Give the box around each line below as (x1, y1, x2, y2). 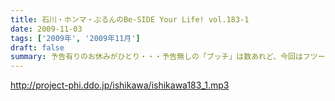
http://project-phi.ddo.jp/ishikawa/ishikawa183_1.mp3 (10, 79, 230, 91)
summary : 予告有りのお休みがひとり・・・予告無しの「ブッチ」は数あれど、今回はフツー (10, 52, 326, 62)
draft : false (10, 42, 65, 53)
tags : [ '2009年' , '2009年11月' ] (10, 33, 141, 43)
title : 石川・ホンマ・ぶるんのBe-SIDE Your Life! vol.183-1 (10, 14, 250, 25)
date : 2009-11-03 (10, 24, 83, 34)
